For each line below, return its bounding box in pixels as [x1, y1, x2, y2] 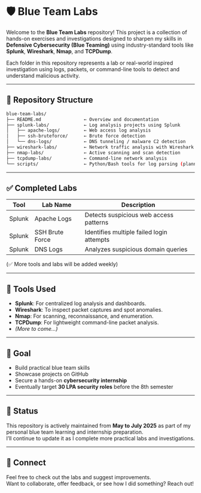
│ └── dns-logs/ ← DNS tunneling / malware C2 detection [6, 139, 186, 145]
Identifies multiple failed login [84, 228, 167, 236]
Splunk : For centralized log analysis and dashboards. [14, 300, 147, 307]
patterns [84, 218, 109, 227]
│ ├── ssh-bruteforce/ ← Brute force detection [6, 133, 146, 139]
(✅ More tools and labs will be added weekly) [6, 261, 118, 268]
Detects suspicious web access [84, 211, 173, 219]
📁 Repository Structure [6, 95, 93, 105]
